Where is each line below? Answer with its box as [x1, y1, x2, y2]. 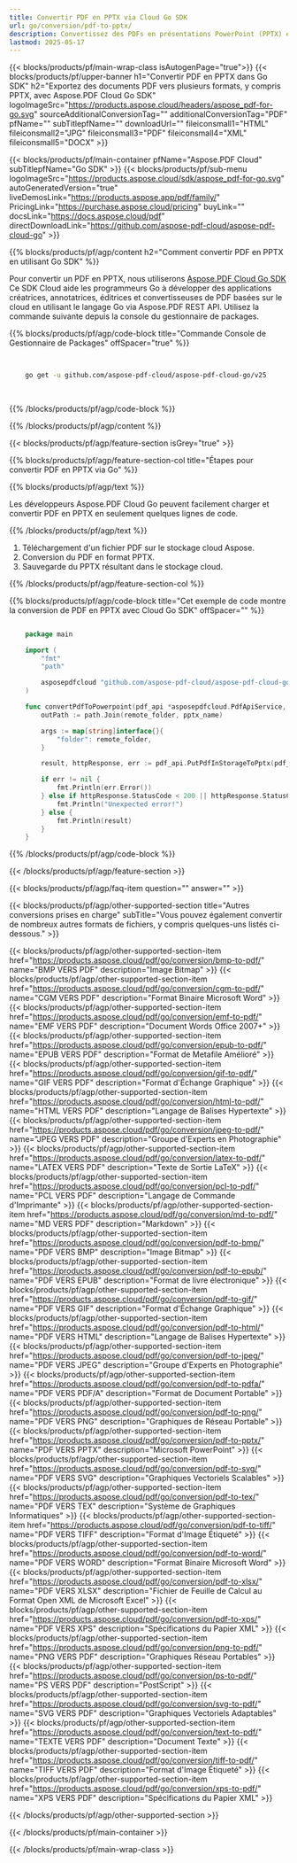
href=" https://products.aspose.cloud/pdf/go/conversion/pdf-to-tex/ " [9, 1492, 260, 1502]
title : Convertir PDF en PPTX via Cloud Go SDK [9, 12, 188, 22]
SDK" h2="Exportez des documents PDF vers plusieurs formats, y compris [9, 81, 281, 91]
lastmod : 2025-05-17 [9, 37, 86, 47]
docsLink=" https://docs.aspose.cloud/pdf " [9, 211, 165, 221]
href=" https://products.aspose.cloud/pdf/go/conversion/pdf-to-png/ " [9, 1407, 263, 1417]
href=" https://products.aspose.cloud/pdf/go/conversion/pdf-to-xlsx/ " [9, 1576, 263, 1587]
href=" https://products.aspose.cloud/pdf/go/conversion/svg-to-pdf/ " [9, 1698, 262, 1710]
